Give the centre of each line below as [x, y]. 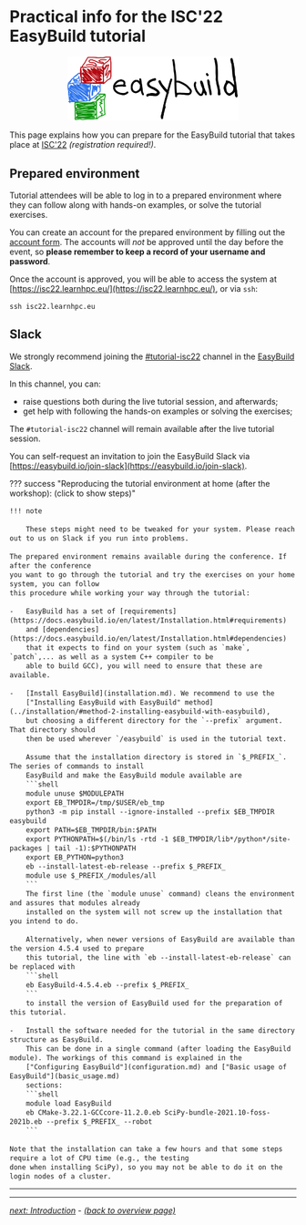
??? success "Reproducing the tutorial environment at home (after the [140, 483]
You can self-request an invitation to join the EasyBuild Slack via [130, 456]
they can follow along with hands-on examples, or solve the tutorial [136, 205]
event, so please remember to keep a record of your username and [138, 252]
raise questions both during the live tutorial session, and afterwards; [150, 401]
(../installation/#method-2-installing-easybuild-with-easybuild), [140, 711]
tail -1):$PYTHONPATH [95, 848]
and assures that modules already [75, 903]
